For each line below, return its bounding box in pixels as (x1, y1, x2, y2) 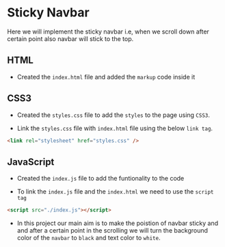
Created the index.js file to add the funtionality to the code (16, 174, 185, 183)
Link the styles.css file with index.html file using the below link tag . (16, 124, 213, 132)
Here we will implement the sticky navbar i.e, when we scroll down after (7, 27, 210, 36)
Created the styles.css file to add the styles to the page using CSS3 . (16, 111, 210, 119)
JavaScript (7, 156, 55, 168)
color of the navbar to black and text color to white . (16, 234, 161, 242)
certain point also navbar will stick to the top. (7, 34, 134, 42)
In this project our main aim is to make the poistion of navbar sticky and (16, 219, 219, 227)
